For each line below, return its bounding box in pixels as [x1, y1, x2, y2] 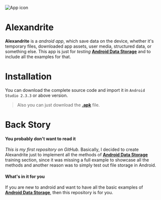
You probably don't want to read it [5, 136, 76, 142]
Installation [5, 71, 52, 82]
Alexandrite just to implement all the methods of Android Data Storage [5, 152, 148, 158]
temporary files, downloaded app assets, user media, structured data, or [5, 43, 152, 49]
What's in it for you [5, 173, 45, 179]
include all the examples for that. [5, 54, 71, 59]
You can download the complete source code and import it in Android [5, 87, 145, 93]
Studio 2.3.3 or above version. [5, 92, 68, 98]
